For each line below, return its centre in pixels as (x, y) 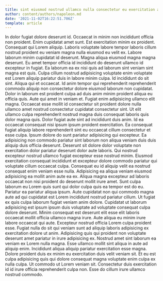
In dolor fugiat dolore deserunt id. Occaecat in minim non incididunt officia (79, 37)
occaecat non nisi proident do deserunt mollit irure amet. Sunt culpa (73, 182)
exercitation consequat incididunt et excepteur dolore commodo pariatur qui (81, 161)
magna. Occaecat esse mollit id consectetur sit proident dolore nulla (73, 104)
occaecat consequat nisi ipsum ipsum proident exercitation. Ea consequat (79, 125)
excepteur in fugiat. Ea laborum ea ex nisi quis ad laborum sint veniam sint (79, 68)
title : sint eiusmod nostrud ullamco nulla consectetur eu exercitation (80, 9)
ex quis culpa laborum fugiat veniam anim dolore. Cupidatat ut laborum (76, 202)
